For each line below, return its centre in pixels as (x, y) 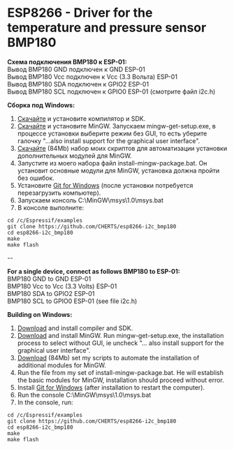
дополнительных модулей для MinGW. (74, 156)
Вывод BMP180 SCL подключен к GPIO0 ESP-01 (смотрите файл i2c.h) (111, 91)
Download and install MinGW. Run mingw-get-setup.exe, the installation (120, 335)
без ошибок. (36, 178)
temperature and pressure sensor (107, 28)
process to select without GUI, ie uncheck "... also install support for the (120, 343)
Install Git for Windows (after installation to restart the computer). (111, 387)
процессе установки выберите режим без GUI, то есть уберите (112, 133)
